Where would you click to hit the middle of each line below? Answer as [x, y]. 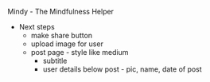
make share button [62, 35]
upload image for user [67, 44]
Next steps [37, 27]
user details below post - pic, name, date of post [122, 69]
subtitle [55, 61]
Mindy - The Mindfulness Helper [61, 12]
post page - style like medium [80, 52]
